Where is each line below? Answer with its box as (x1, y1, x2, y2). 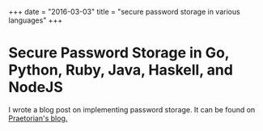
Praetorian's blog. (8, 113, 68, 123)
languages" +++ (8, 15, 63, 25)
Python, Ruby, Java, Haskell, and (8, 61, 233, 79)
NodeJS (8, 78, 63, 96)
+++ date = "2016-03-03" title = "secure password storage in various (8, 7, 240, 16)
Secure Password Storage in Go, (8, 44, 230, 62)
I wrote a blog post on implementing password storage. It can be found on (8, 104, 256, 114)
